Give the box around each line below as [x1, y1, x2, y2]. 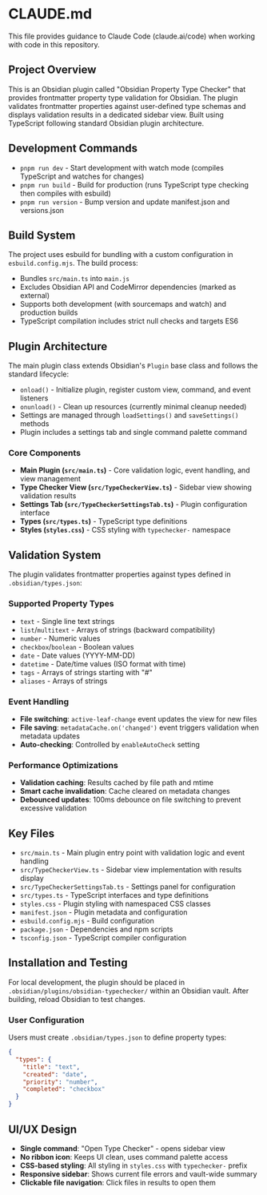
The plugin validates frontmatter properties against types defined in [8, 569, 231, 579]
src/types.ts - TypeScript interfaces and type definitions [19, 891, 209, 899]
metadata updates [19, 730, 80, 741]
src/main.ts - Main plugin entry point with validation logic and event [19, 848, 245, 857]
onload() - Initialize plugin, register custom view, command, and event [19, 385, 251, 395]
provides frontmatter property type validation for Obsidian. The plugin [8, 93, 238, 103]
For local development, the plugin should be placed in [8, 977, 185, 987]
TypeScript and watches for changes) [19, 171, 145, 181]
